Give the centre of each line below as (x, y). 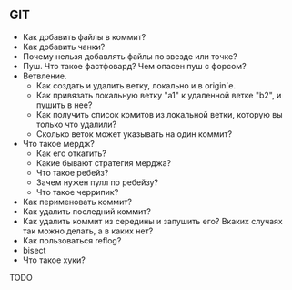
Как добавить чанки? (64, 47)
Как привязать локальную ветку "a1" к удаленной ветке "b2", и (159, 95)
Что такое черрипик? (77, 192)
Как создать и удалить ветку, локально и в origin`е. (136, 85)
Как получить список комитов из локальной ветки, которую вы (160, 114)
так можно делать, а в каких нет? (88, 231)
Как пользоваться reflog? (72, 240)
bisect (34, 250)
